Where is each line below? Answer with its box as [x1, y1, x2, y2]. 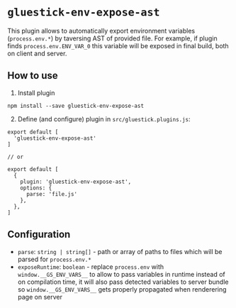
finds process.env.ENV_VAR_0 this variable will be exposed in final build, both [7, 41, 229, 50]
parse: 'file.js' [26, 190, 78, 197]
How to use [7, 70, 58, 82]
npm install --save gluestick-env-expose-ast [7, 102, 144, 109]
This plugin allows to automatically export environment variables [7, 26, 196, 35]
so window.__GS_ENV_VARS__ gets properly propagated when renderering [17, 285, 227, 293]
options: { [20, 184, 52, 192]
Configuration [7, 229, 71, 241]
